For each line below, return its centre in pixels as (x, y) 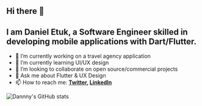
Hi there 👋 (25, 11)
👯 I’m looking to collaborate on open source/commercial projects (96, 69)
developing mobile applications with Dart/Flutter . (102, 41)
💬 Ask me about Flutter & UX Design (60, 76)
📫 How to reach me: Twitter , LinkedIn (63, 82)
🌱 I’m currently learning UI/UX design (62, 63)
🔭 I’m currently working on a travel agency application (83, 56)
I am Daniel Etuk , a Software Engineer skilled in (97, 32)
